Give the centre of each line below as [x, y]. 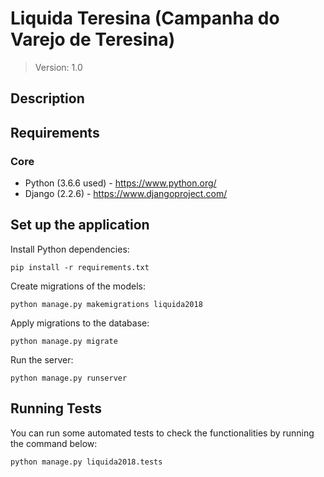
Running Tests [56, 408]
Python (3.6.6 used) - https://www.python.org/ [120, 183]
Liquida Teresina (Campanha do [145, 18]
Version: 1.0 [58, 67]
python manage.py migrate [64, 341]
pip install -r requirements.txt [80, 267]
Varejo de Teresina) [93, 39]
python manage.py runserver [69, 378]
